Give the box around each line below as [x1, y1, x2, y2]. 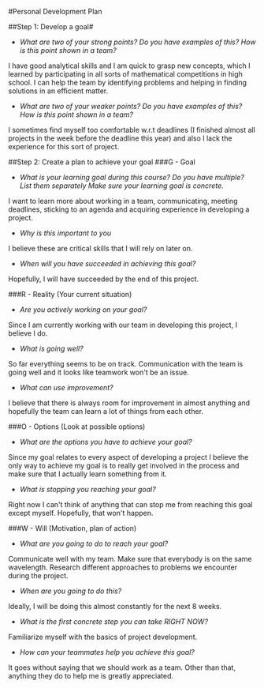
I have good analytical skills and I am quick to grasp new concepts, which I [8, 61, 251, 70]
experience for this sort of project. [8, 142, 120, 151]
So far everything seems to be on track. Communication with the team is [8, 359, 244, 368]
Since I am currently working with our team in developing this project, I [8, 320, 238, 329]
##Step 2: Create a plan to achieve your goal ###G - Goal [8, 157, 195, 167]
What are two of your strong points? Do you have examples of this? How [19, 37, 256, 47]
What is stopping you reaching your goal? [19, 485, 156, 494]
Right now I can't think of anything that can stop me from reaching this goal [8, 500, 253, 509]
